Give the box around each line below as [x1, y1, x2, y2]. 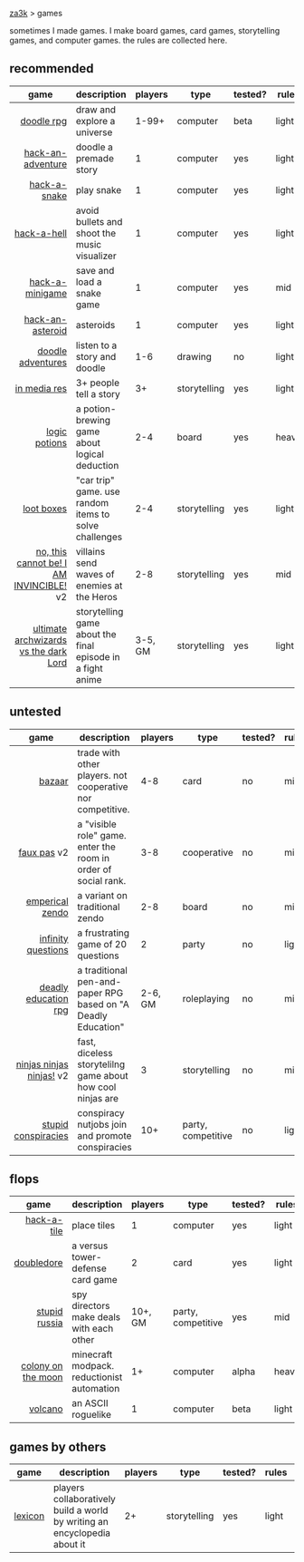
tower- [71, 1251, 102, 1264]
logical [75, 448, 104, 461]
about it [52, 1538, 86, 1551]
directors [71, 1300, 110, 1313]
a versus [71, 1239, 109, 1252]
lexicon [14, 1509, 45, 1522]
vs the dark [19, 645, 68, 657]
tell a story [75, 387, 120, 400]
